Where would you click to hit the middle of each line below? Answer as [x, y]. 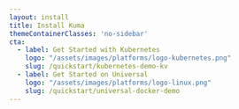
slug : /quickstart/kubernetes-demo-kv [96, 67]
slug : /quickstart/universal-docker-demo [102, 91]
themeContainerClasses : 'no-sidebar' [79, 33]
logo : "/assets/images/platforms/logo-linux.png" [119, 83]
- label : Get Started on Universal [83, 75]
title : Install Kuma [47, 25]
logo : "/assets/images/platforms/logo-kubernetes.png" [128, 58]
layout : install [39, 17]
